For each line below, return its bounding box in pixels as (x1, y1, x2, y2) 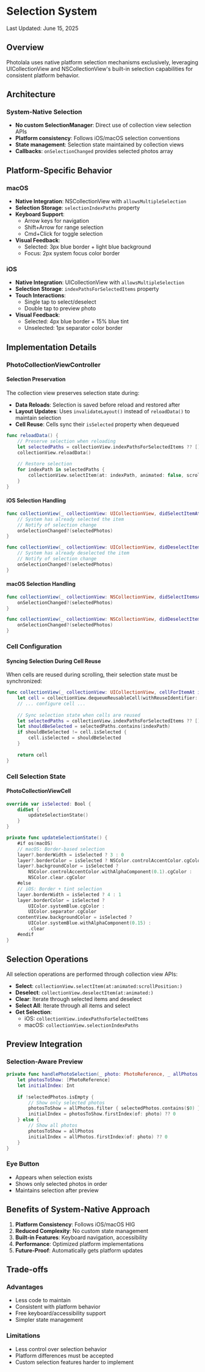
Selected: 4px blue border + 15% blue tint (24, 318, 129, 325)
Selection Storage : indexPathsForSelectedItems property (15, 285, 159, 293)
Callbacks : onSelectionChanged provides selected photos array (15, 148, 173, 155)
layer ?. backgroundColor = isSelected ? (17, 863, 119, 869)
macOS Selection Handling (6, 580, 76, 588)
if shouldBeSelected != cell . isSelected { (17, 729, 127, 735)
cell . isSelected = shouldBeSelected (28, 735, 121, 741)
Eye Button (6, 1160, 40, 1168)
